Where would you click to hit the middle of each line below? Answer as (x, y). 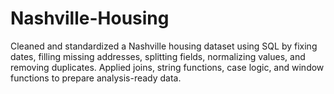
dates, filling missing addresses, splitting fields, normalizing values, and (158, 56)
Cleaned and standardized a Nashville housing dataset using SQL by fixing (164, 46)
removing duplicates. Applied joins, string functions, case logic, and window (167, 67)
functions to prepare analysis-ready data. (96, 78)
